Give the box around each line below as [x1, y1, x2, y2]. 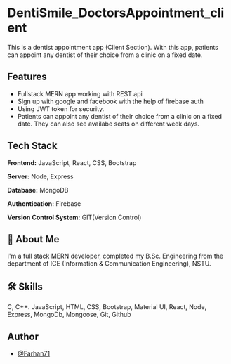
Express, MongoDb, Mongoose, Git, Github [7, 311, 131, 319]
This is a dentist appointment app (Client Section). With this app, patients [7, 43, 219, 51]
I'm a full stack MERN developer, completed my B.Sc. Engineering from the [7, 252, 223, 261]
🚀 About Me [7, 233, 60, 245]
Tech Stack [7, 140, 58, 152]
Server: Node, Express [7, 172, 74, 181]
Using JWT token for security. [17, 104, 105, 113]
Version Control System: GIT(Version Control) [7, 213, 142, 221]
